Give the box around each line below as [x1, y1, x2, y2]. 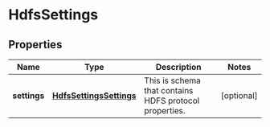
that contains [144, 85, 194, 96]
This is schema [144, 75, 201, 86]
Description [155, 62, 202, 72]
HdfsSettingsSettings [51, 90, 137, 101]
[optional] [220, 90, 258, 101]
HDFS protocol [144, 95, 200, 106]
